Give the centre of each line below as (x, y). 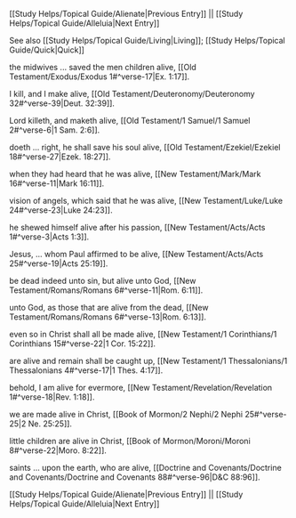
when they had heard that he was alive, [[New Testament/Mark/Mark (135, 174)
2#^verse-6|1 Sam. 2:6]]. (55, 130)
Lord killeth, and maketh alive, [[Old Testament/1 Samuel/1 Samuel (130, 121)
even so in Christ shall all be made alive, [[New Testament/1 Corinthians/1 (143, 334)
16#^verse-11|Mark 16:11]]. (57, 183)
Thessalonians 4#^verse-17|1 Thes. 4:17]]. (86, 370)
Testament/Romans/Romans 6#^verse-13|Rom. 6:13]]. (108, 317)
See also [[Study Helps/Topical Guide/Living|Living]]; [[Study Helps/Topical (148, 40)
